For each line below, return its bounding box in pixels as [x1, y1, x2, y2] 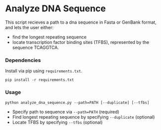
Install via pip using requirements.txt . [5, 68, 83, 74]
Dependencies [5, 57, 41, 64]
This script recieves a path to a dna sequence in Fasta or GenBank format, [5, 19, 157, 25]
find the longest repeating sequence [12, 34, 87, 40]
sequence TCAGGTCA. [12, 44, 59, 50]
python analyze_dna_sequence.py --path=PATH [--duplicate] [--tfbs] [5, 100, 150, 105]
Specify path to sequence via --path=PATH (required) [12, 109, 120, 115]
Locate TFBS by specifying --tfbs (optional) [12, 119, 103, 125]
